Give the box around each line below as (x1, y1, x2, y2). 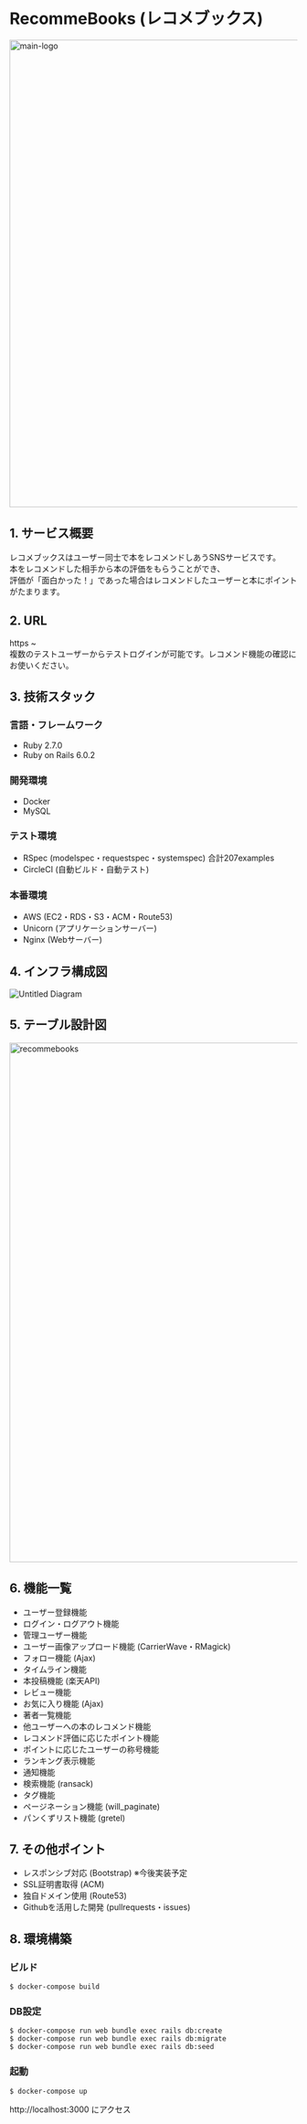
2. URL (9, 614, 48, 629)
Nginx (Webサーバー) (22, 934, 103, 945)
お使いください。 (9, 659, 74, 670)
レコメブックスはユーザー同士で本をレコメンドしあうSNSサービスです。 (9, 551, 281, 562)
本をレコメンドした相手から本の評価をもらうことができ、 (9, 563, 226, 574)
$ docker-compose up (9, 2087, 89, 2096)
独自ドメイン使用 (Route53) (22, 1890, 127, 1902)
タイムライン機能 (22, 1663, 87, 1674)
